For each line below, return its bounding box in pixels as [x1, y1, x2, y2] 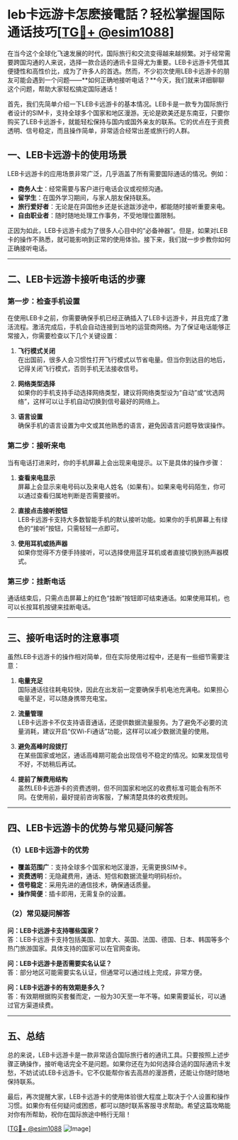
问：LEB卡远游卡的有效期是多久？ [7, 983, 106, 992]
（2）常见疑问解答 [7, 908, 71, 918]
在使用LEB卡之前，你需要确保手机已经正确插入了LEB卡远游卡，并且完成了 [7, 314, 222, 322]
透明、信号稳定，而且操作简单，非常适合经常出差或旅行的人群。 [7, 126, 193, 135]
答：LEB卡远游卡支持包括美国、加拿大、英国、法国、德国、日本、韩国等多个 [7, 935, 230, 943]
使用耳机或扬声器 [17, 539, 68, 548]
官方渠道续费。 [13, 1001, 57, 1009]
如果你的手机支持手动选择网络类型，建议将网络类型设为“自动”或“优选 [17, 389, 219, 397]
